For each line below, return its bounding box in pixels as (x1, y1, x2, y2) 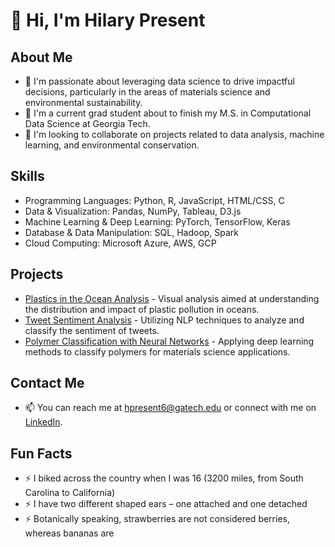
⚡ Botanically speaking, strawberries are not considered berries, (24, 513, 290, 525)
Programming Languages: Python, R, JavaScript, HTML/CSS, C (24, 194, 285, 206)
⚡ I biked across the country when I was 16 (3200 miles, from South (24, 472, 304, 484)
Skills (10, 168, 45, 185)
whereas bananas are (24, 527, 115, 539)
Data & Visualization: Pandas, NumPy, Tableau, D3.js (24, 205, 242, 217)
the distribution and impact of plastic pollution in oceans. (24, 303, 260, 315)
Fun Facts (10, 445, 73, 462)
